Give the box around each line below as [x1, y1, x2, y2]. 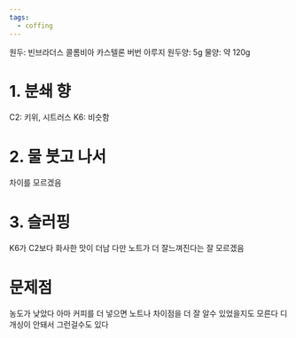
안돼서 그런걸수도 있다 [32, 319, 109, 330]
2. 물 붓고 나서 [9, 146, 106, 167]
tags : [9, 12, 29, 22]
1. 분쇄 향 [9, 81, 72, 101]
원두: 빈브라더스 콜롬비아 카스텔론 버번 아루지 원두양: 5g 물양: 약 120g [9, 46, 251, 58]
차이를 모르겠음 [9, 177, 62, 188]
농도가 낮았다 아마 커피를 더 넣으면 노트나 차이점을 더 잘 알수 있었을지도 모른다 [9, 308, 279, 319]
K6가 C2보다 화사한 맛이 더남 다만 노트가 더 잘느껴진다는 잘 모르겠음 [9, 243, 245, 254]
